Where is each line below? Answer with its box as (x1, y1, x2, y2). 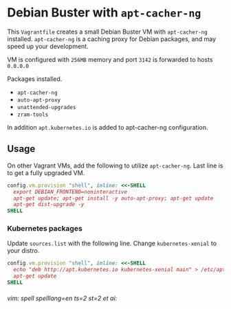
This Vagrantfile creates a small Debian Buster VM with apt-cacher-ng (7, 27, 208, 36)
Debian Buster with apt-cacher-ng (7, 5, 201, 21)
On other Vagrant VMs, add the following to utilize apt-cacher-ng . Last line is (7, 161, 223, 170)
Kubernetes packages (7, 224, 82, 233)
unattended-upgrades (16, 104, 76, 111)
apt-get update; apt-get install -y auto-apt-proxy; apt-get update (13, 194, 214, 202)
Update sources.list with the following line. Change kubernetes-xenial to (7, 239, 217, 248)
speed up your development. (7, 42, 89, 50)
